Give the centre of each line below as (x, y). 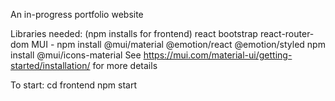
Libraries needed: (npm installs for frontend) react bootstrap (134, 33)
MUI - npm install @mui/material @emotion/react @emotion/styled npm (178, 44)
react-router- (287, 33)
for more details (125, 65)
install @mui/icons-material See (76, 55)
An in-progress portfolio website (77, 14)
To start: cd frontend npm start (74, 85)
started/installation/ (50, 65)
